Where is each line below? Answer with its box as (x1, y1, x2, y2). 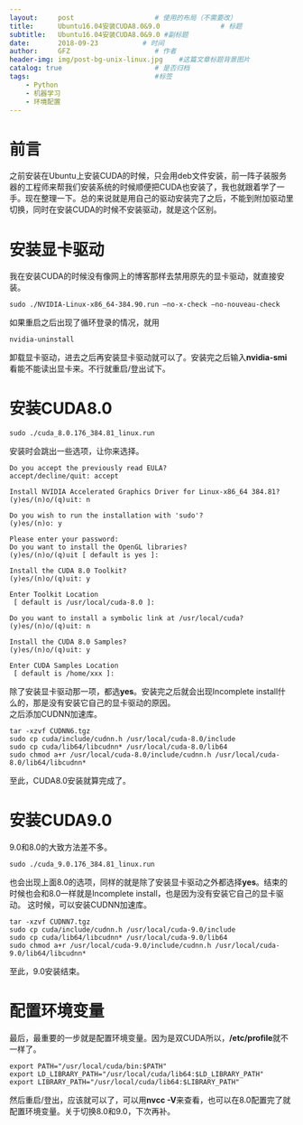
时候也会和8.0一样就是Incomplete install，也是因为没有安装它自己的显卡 (9, 888, 277, 899)
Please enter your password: (9, 535, 119, 544)
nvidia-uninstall (9, 335, 75, 344)
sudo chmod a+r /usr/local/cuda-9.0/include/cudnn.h (9, 941, 212, 951)
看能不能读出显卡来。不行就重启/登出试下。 (9, 363, 171, 375)
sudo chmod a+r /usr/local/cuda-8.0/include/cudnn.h (9, 750, 212, 759)
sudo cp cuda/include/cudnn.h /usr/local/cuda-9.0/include (9, 925, 236, 934)
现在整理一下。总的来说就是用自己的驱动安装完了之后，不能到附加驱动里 (24, 193, 294, 204)
